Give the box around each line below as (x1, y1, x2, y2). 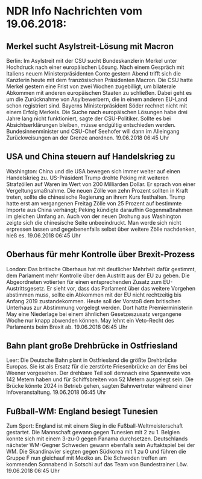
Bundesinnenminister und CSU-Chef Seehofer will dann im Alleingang (6, 128, 180, 135)
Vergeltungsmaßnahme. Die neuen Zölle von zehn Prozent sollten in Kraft (6, 187, 188, 194)
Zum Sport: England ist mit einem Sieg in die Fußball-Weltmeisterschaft (6, 422, 183, 429)
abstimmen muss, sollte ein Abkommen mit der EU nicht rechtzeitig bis (6, 291, 182, 298)
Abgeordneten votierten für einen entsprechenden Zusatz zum (6, 278, 162, 285)
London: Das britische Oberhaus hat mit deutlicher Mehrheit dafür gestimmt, (6, 265, 196, 272)
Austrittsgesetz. (6, 285, 46, 292)
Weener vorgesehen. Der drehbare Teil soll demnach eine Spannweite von (6, 370, 191, 377)
